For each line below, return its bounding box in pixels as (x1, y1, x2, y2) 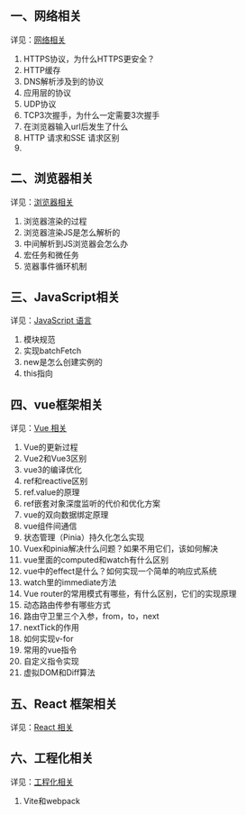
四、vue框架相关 (10, 397, 104, 412)
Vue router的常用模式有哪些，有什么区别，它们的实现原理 (23, 589, 237, 600)
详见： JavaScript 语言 (10, 315, 93, 326)
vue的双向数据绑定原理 (23, 509, 109, 520)
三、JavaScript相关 (10, 289, 121, 305)
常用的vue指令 (23, 645, 77, 655)
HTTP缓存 (23, 64, 61, 75)
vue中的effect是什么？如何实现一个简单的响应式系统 (23, 566, 217, 577)
